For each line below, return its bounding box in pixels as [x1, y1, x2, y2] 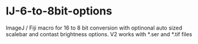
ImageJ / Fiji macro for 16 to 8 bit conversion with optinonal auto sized [5, 24, 183, 31]
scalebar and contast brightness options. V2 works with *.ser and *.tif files [5, 30, 193, 37]
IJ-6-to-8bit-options [5, 4, 112, 18]
